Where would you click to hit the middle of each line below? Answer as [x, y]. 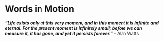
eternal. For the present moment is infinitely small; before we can [74, 28]
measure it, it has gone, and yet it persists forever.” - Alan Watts [72, 33]
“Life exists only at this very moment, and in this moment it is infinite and [82, 23]
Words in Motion [40, 9]
